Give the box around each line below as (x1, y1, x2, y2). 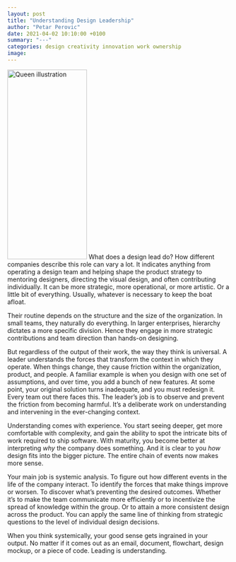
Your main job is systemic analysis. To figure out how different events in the (7, 472, 228, 481)
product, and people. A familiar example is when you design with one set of (7, 370, 228, 378)
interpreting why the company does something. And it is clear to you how (7, 443, 221, 452)
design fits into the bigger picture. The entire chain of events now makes (7, 451, 219, 459)
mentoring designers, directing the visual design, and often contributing (7, 275, 216, 283)
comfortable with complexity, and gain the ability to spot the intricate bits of (7, 428, 228, 437)
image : (7, 50, 27, 57)
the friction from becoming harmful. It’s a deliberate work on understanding (7, 400, 227, 409)
